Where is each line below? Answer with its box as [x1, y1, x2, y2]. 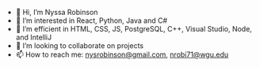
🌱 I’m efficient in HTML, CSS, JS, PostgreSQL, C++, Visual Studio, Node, [15, 24, 252, 33]
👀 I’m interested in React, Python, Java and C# [15, 16, 168, 25]
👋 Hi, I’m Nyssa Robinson [15, 8, 98, 17]
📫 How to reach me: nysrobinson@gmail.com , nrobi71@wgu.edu [15, 50, 228, 59]
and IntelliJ [15, 32, 52, 42]
